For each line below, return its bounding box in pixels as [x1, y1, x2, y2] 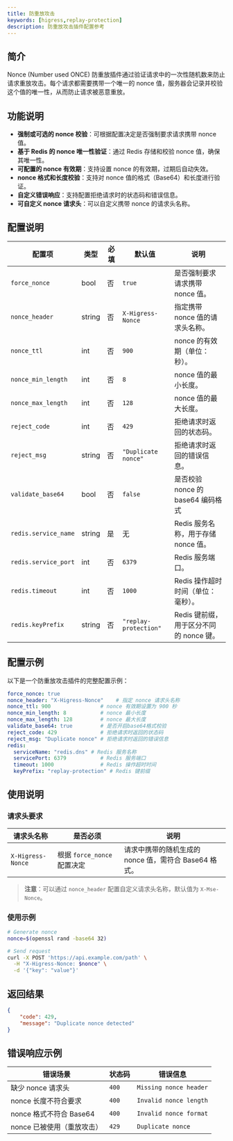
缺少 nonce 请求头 [10, 1083, 70, 1093]
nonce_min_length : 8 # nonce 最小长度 [7, 710, 146, 717]
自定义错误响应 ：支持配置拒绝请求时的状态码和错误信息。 [17, 191, 182, 199]
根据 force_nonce [57, 849, 113, 859]
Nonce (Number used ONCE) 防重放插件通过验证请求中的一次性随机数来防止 [7, 70, 225, 79]
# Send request [7, 948, 51, 955]
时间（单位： [174, 586, 216, 596]
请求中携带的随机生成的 [123, 845, 201, 854]
